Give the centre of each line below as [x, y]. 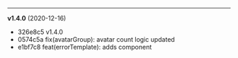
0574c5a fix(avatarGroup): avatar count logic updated [96, 39]
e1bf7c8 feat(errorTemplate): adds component [85, 47]
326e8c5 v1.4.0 [40, 32]
